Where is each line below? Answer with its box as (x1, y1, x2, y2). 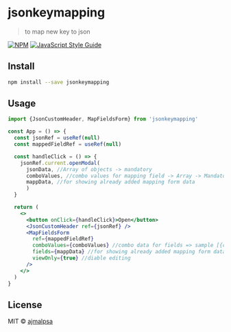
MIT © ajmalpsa (8, 317, 53, 326)
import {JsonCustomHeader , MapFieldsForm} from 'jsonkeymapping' (8, 116, 198, 123)
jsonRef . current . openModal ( (20, 159, 100, 166)
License (8, 299, 42, 311)
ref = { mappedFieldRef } (32, 235, 95, 242)
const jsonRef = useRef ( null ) (14, 135, 100, 142)
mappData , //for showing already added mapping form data (25, 179, 195, 186)
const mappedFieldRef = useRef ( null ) (14, 141, 122, 148)
